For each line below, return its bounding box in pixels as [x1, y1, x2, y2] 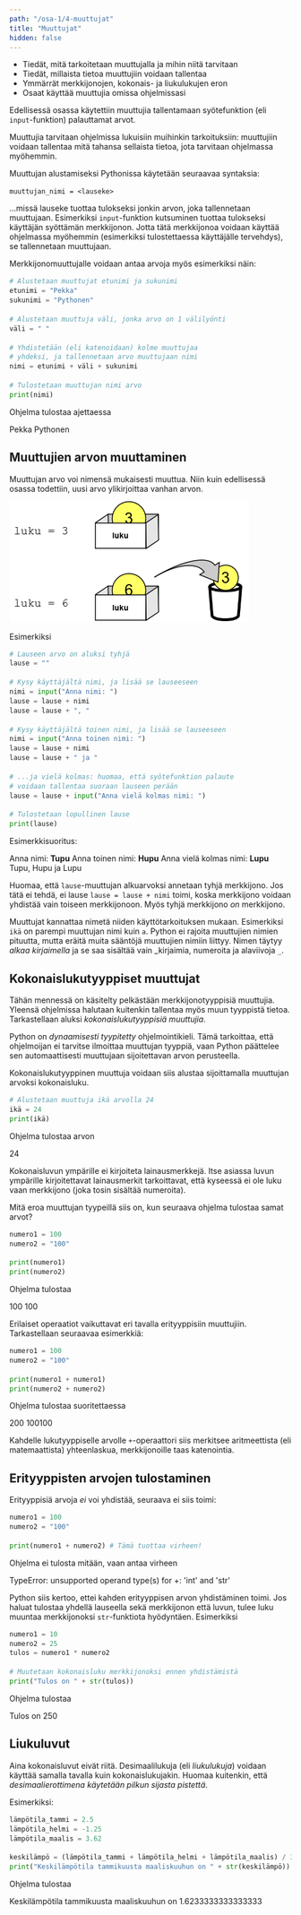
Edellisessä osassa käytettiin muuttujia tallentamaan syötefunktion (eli [9, 105, 267, 116]
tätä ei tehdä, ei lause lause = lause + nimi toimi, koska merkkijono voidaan [9, 890, 291, 901]
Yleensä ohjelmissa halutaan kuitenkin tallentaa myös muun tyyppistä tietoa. [9, 1005, 290, 1014]
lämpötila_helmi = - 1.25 [9, 1824, 102, 1833]
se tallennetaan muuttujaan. [9, 241, 112, 252]
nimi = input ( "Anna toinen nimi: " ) [9, 735, 146, 744]
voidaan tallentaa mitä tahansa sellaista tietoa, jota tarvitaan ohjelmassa [9, 142, 273, 152]
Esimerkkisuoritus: [9, 836, 78, 847]
